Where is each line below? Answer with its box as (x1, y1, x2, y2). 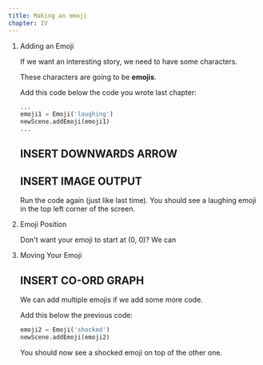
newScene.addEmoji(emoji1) (19, 117, 110, 126)
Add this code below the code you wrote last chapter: (19, 87, 197, 97)
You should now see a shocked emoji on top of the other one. (19, 347, 222, 357)
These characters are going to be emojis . (19, 72, 157, 81)
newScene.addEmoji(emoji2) (19, 333, 110, 341)
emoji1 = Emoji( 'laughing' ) (19, 110, 114, 118)
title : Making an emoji (8, 11, 88, 20)
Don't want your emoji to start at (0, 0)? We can (19, 235, 177, 244)
